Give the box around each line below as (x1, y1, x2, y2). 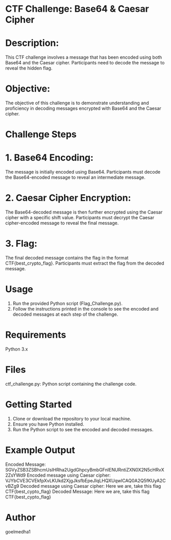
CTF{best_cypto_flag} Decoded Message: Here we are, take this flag (5, 488, 150, 495)
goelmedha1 (5, 528, 31, 534)
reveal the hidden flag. (5, 65, 53, 72)
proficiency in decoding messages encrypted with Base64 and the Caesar (5, 105, 162, 111)
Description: (5, 37, 59, 49)
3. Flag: (5, 238, 37, 249)
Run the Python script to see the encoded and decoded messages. (12, 426, 154, 432)
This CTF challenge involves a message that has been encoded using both (5, 54, 162, 60)
